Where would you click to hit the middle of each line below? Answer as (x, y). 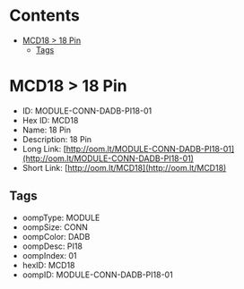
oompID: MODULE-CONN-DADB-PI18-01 (97, 275)
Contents (45, 16)
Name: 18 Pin (47, 130)
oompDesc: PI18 (52, 246)
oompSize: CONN (55, 227)
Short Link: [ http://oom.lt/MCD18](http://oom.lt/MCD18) (124, 167)
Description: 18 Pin (57, 139)
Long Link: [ (44, 149)
